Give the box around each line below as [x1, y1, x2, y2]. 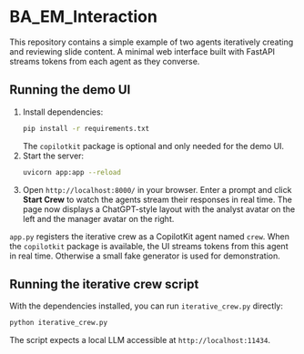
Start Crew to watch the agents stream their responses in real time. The [22, 194, 293, 205]
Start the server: [22, 150, 85, 161]
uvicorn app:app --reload [22, 167, 121, 177]
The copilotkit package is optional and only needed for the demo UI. [22, 140, 285, 151]
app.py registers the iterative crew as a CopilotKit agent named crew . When [9, 230, 289, 242]
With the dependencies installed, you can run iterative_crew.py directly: [9, 300, 284, 311]
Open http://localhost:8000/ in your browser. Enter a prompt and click [22, 184, 292, 195]
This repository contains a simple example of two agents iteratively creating [9, 36, 294, 47]
